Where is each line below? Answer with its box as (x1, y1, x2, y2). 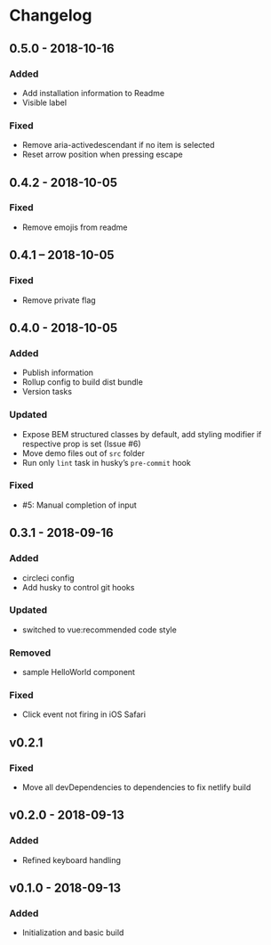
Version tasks (21, 387, 73, 397)
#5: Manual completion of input (21, 500, 138, 510)
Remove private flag (21, 295, 96, 305)
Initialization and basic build (21, 927, 124, 938)
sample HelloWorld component (21, 667, 136, 678)
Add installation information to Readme (21, 87, 165, 98)
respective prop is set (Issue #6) (21, 438, 141, 449)
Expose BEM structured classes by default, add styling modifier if (21, 428, 262, 439)
